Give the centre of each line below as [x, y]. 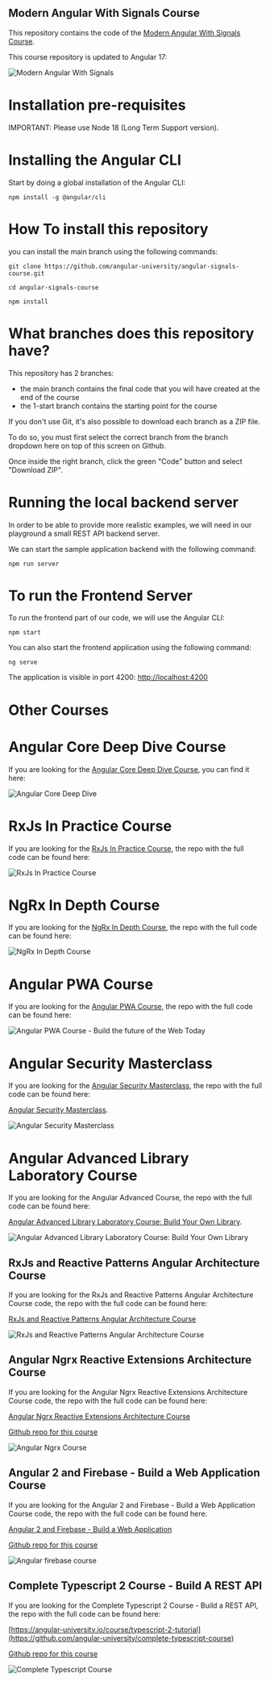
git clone [25, 266]
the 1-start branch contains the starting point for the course [118, 406]
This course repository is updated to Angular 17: [88, 56]
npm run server [34, 564]
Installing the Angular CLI [95, 160]
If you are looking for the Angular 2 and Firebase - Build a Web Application [132, 1505]
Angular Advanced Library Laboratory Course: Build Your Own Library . [125, 1222]
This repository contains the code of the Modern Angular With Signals [125, 32]
